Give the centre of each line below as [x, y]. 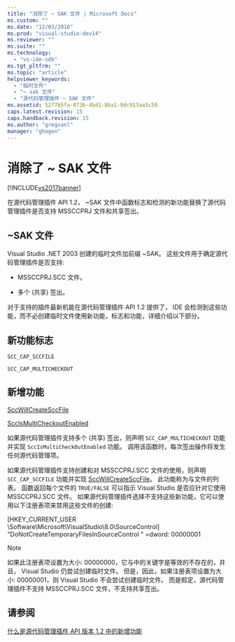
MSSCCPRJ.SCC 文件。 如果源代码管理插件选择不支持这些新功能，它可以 [113, 496]
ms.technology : [29, 53]
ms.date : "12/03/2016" [40, 27]
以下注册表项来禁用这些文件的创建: [63, 505]
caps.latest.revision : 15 [45, 112]
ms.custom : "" [28, 20]
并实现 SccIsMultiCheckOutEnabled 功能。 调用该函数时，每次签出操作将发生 [116, 446]
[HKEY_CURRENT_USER [42, 519]
